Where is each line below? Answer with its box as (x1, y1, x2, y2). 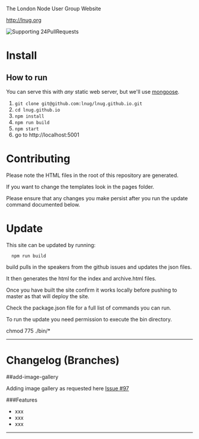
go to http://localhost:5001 (14, 131, 80, 138)
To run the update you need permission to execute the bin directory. (6, 315, 172, 323)
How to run (6, 72, 48, 83)
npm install (14, 113, 44, 119)
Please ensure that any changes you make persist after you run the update (6, 194, 188, 201)
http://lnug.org (6, 17, 41, 23)
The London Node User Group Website (6, 5, 101, 12)
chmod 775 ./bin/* (6, 327, 51, 334)
